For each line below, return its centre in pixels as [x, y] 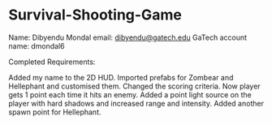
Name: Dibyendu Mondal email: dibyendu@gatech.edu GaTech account [128, 37]
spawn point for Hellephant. [55, 112]
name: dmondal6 [37, 45]
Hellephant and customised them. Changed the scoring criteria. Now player [135, 86]
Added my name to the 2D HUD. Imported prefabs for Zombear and [121, 77]
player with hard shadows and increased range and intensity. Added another [136, 103]
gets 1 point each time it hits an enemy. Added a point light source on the [130, 94]
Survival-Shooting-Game [95, 15]
